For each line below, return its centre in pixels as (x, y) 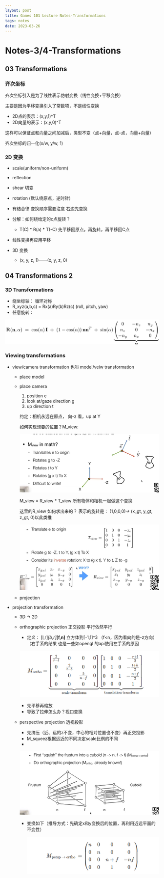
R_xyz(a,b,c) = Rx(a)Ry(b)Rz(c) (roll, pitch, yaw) (60, 306)
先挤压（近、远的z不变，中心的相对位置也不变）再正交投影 (86, 733)
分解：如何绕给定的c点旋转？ (41, 219)
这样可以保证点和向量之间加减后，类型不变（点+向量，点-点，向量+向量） (79, 133)
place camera (33, 386)
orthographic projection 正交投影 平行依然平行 (66, 627)
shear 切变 (23, 188)
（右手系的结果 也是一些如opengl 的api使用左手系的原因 (83, 644)
